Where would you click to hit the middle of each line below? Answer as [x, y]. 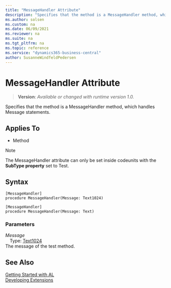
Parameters [20, 224]
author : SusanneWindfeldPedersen [41, 57]
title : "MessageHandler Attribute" [43, 10]
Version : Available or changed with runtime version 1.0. [76, 97]
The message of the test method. [40, 246]
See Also [20, 262]
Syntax [17, 182]
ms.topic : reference [27, 48]
